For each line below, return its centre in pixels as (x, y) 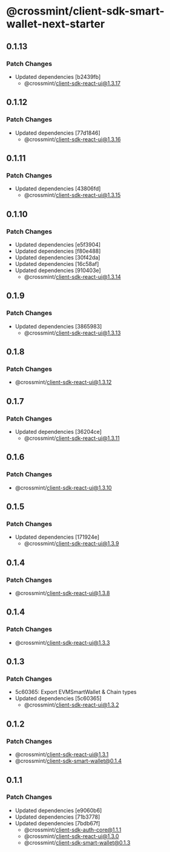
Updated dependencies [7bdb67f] (57, 823)
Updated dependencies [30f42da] (57, 257)
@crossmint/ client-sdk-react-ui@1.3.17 (72, 83)
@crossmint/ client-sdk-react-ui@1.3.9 (71, 544)
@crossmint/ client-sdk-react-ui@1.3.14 (72, 276)
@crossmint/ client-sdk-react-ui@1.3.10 (63, 488)
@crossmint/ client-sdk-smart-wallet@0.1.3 (77, 842)
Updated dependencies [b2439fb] (58, 76)
